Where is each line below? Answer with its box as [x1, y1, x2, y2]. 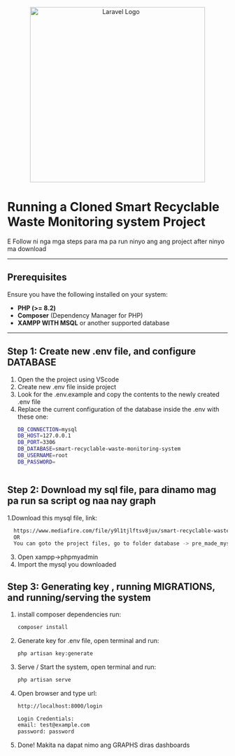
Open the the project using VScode [17, 375, 120, 384]
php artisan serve [17, 676, 71, 683]
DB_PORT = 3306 [17, 439, 56, 446]
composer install [17, 624, 69, 631]
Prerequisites [7, 271, 67, 283]
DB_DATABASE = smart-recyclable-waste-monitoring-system [17, 445, 181, 452]
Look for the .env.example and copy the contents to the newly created [17, 390, 220, 398]
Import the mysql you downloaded [17, 560, 117, 569]
